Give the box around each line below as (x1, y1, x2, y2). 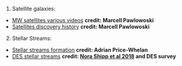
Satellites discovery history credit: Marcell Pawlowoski (11, 23, 149, 30)
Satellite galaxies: (11, 5, 56, 12)
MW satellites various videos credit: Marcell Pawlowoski (11, 17, 154, 23)
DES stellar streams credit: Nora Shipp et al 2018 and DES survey (11, 53, 177, 59)
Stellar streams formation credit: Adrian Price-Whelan (11, 46, 148, 53)
